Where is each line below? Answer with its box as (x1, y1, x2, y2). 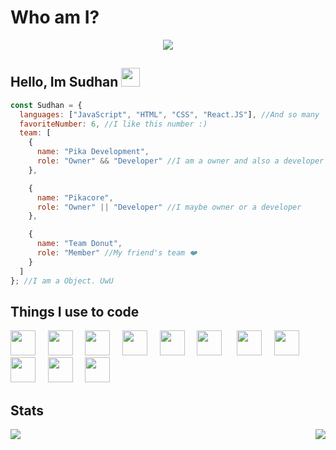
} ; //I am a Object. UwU (10, 276, 114, 286)
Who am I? (10, 6, 100, 29)
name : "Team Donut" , (36, 239, 123, 249)
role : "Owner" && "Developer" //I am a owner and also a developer (36, 156, 325, 166)
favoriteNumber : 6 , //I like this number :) (19, 119, 208, 129)
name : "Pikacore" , (36, 192, 114, 203)
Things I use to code (10, 303, 140, 320)
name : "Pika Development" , (36, 147, 150, 157)
